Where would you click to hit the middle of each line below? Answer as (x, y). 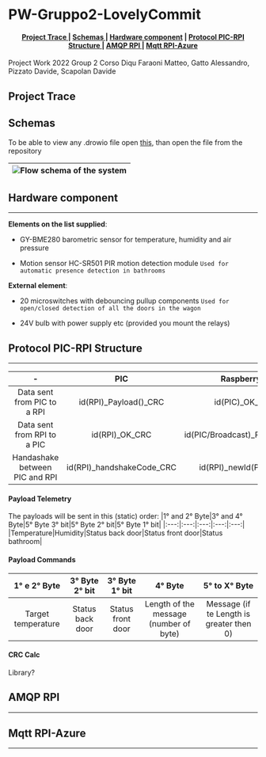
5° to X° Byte (228, 585)
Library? (22, 672)
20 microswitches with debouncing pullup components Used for (124, 301)
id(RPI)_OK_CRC (122, 435)
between (36, 467)
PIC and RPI (35, 477)
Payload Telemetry (40, 498)
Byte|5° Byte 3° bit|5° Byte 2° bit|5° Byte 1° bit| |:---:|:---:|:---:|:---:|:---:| (127, 525)
